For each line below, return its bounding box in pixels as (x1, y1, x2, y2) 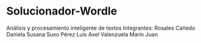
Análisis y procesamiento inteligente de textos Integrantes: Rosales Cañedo (6, 24, 196, 31)
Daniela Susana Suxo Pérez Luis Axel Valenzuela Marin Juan (6, 30, 158, 38)
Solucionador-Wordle (6, 4, 118, 18)
